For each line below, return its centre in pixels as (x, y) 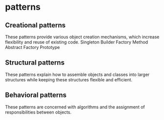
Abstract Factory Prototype (33, 47)
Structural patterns (35, 63)
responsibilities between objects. (38, 112)
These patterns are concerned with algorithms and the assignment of (75, 107)
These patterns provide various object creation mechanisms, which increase (82, 37)
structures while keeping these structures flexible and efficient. (69, 79)
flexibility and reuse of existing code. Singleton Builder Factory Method (77, 42)
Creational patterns (35, 25)
